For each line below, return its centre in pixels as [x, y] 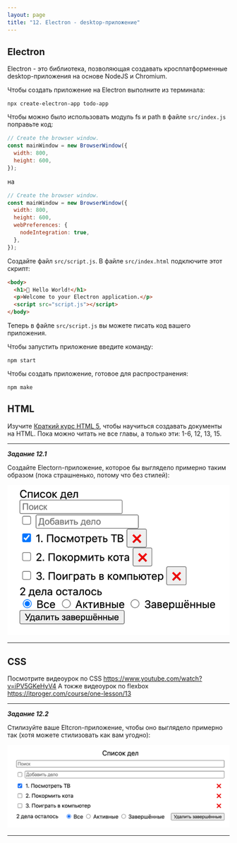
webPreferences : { [41, 225]
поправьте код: [30, 124]
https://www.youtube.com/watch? [153, 678]
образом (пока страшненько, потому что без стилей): [89, 475]
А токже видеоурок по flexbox [103, 686]
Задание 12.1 [27, 454]
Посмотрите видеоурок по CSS [55, 678]
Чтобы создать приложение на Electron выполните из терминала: [106, 90]
